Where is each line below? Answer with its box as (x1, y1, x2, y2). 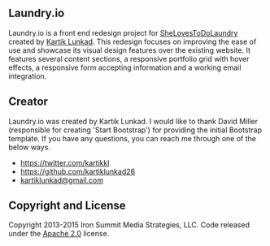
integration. (8, 71, 47, 80)
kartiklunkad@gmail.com (20, 175, 104, 185)
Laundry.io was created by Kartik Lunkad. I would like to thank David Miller (8, 116, 259, 126)
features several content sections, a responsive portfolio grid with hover (8, 54, 250, 63)
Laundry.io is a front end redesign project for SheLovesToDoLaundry (8, 28, 238, 37)
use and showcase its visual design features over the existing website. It (8, 45, 250, 55)
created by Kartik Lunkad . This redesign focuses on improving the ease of (8, 37, 257, 46)
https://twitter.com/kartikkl (20, 158, 110, 167)
